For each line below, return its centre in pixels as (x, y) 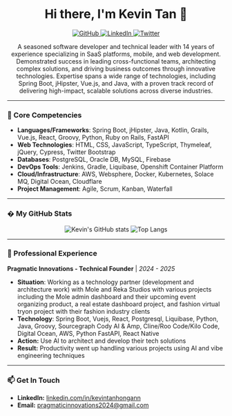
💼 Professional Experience (52, 254)
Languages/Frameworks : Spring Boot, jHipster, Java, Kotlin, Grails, (113, 130)
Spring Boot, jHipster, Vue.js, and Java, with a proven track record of (116, 83)
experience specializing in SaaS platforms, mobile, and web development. (116, 54)
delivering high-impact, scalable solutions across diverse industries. (116, 91)
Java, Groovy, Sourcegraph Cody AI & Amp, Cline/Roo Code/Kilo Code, (118, 326)
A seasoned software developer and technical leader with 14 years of (116, 46)
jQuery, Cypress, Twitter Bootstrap (66, 152)
